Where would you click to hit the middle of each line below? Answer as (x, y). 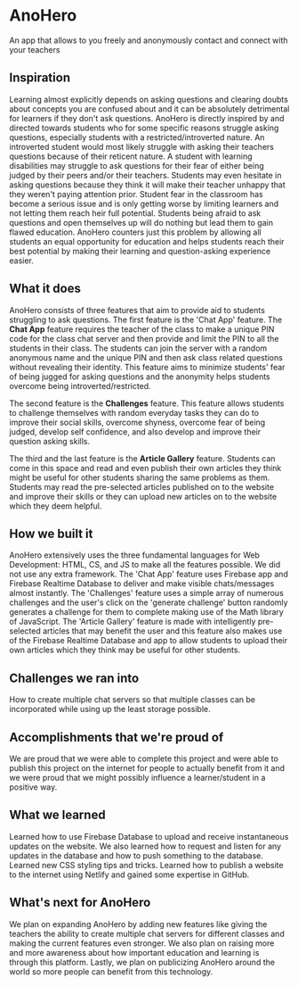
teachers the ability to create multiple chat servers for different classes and (147, 933)
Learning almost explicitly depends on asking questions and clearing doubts (149, 99)
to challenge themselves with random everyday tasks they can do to (134, 412)
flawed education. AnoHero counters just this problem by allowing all (135, 232)
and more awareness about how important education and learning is (134, 952)
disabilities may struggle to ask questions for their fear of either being (137, 165)
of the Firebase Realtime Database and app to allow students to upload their (148, 641)
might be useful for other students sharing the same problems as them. (140, 477)
